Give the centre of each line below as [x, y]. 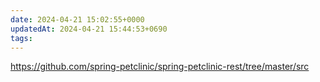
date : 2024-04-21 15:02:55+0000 [77, 19]
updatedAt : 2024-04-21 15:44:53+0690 [89, 29]
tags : [21, 38]
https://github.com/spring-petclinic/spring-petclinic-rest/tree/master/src [160, 67]
